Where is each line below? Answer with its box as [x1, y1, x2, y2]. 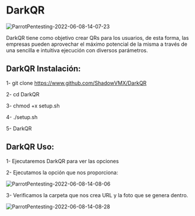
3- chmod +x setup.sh [6, 102, 60, 109]
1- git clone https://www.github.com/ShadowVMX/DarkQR [6, 79, 147, 86]
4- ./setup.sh [6, 113, 38, 120]
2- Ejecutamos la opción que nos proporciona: [6, 168, 119, 176]
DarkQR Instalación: [6, 64, 81, 74]
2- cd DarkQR [6, 90, 40, 97]
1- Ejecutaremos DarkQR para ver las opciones [6, 157, 119, 164]
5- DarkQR [6, 124, 32, 132]
